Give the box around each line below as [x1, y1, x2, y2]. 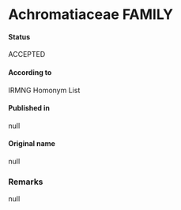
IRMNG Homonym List [8, 85, 81, 95]
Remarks [8, 176, 43, 187]
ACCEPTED [8, 50, 46, 59]
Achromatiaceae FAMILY [8, 6, 174, 24]
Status [8, 32, 31, 41]
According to [8, 67, 52, 77]
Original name [8, 139, 55, 148]
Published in [8, 103, 50, 113]
